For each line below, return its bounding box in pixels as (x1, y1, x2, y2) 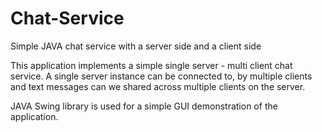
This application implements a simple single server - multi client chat (10, 59, 293, 71)
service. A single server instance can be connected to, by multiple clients (10, 70, 313, 82)
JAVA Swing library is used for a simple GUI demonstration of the (10, 100, 278, 112)
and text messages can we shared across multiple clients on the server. (10, 80, 306, 92)
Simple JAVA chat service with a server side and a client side (10, 40, 262, 52)
